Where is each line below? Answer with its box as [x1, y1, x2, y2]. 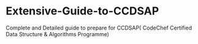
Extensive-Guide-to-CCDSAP [6, 4, 159, 18]
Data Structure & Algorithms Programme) [6, 30, 110, 37]
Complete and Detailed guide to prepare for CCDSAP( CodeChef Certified [6, 24, 192, 31]
